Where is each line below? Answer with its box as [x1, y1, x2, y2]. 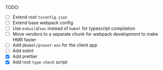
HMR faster [12, 37, 36, 43]
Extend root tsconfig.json [12, 14, 67, 20]
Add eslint [12, 48, 34, 54]
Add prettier [12, 53, 38, 59]
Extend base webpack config [12, 20, 73, 26]
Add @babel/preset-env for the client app [12, 42, 98, 48]
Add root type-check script [12, 59, 68, 65]
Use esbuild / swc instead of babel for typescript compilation [12, 25, 136, 32]
